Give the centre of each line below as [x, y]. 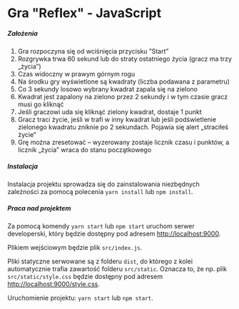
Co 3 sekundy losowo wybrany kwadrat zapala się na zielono [108, 89]
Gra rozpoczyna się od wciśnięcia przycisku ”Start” [93, 51]
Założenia [22, 33]
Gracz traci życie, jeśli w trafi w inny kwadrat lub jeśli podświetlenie [117, 120]
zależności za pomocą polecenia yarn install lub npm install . [101, 192]
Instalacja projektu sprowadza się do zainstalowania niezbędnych [103, 184]
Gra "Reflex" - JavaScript [85, 13]
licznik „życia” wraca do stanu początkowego [85, 150]
